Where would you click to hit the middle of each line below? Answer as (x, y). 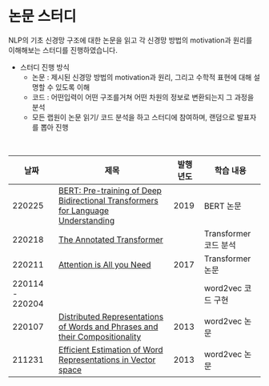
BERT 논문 (223, 206)
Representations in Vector (107, 360)
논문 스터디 (42, 16)
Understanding (86, 220)
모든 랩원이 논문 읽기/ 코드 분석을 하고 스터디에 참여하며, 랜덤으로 (133, 117)
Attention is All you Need (105, 264)
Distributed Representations (111, 316)
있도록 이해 (73, 87)
